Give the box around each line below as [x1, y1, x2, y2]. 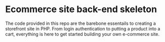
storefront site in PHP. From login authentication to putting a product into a [5, 25, 160, 31]
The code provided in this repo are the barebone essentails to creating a [5, 20, 156, 26]
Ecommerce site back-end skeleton [5, 4, 157, 15]
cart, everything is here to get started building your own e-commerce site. [5, 31, 160, 37]
